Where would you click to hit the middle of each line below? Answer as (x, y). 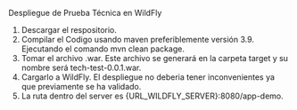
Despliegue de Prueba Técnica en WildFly (85, 13)
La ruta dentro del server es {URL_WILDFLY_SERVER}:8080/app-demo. (153, 96)
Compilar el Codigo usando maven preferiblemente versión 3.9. (138, 39)
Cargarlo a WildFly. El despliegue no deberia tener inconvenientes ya (148, 77)
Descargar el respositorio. (69, 30)
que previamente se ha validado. (81, 86)
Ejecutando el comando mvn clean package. (103, 49)
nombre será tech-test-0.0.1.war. (81, 67)
